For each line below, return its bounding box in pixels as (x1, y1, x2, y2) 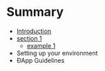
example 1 (26, 41, 56, 50)
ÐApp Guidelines (16, 56, 65, 64)
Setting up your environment (16, 49, 98, 57)
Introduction (16, 27, 52, 35)
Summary (6, 4, 64, 20)
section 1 (16, 34, 42, 42)
